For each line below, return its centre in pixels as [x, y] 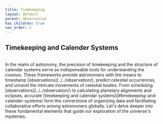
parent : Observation [26, 19]
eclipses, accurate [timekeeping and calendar [51, 95]
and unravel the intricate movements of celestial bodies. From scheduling [79, 85]
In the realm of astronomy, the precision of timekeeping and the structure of [81, 64]
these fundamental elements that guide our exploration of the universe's [78, 111]
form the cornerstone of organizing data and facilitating [100, 101]
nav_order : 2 [18, 28]
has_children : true [25, 23]
